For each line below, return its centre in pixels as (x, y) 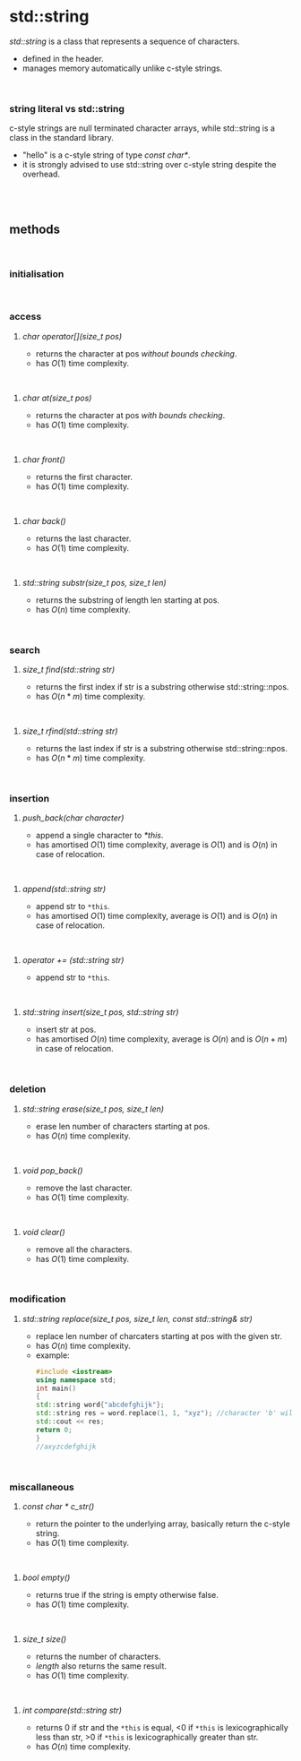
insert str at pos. (66, 1030)
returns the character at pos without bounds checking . (136, 353)
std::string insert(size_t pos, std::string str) (100, 1012)
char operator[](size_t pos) (72, 336)
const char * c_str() (58, 1506)
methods (35, 229)
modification (38, 1299)
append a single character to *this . (99, 836)
